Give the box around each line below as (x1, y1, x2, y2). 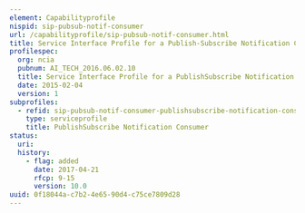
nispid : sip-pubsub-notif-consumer (9, 22, 144, 31)
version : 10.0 (33, 182, 88, 191)
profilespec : (9, 47, 59, 56)
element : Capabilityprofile (9, 13, 116, 23)
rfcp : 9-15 (33, 173, 75, 182)
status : (9, 131, 39, 140)
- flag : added (25, 156, 79, 166)
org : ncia (17, 55, 54, 64)
